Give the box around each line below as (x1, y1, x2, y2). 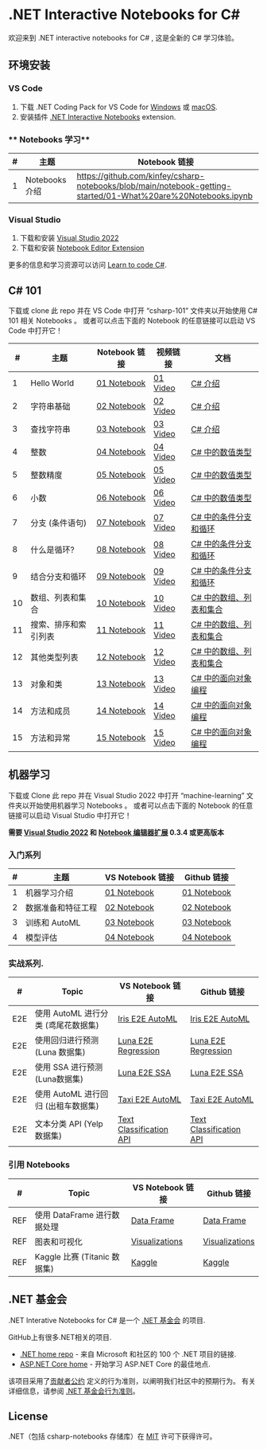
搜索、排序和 (30, 619, 79, 630)
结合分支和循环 (30, 571, 87, 582)
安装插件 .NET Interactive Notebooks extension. (19, 112, 176, 121)
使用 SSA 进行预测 (34, 1062, 103, 1073)
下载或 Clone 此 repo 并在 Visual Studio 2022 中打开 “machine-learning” (8, 790, 245, 800)
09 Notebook (96, 571, 146, 582)
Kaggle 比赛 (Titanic (34, 1251, 110, 1262)
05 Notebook (96, 469, 146, 480)
